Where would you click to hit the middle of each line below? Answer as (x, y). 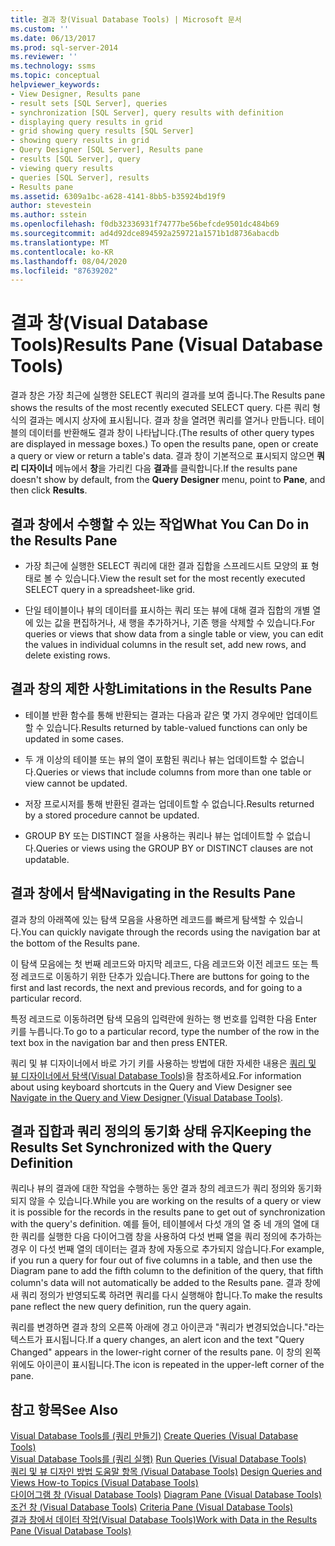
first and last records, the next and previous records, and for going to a (156, 987)
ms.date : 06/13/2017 (53, 38)
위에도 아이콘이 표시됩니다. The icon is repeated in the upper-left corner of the (167, 1365)
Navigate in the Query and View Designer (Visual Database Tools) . (146, 1097)
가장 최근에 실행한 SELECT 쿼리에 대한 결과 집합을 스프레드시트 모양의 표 (166, 565)
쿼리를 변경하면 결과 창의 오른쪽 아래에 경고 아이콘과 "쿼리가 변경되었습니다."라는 (167, 1327)
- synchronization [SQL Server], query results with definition (147, 112)
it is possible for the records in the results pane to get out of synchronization (168, 1212)
